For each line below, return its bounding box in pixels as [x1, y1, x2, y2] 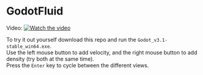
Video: [6, 24, 23, 31]
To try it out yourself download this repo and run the [6, 36, 136, 43]
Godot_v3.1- [137, 37, 168, 43]
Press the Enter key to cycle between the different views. [6, 62, 149, 69]
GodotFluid [6, 4, 64, 18]
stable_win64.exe [6, 44, 50, 50]
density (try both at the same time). [6, 55, 95, 62]
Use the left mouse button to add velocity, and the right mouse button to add [6, 48, 198, 56]
